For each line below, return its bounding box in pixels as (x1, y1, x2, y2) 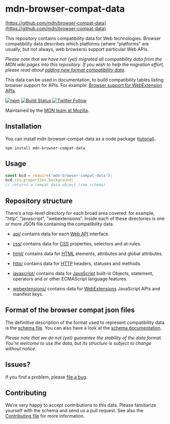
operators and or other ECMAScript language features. (12, 276, 128, 282)
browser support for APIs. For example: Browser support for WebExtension (5, 82, 162, 88)
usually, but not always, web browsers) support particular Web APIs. (5, 46, 149, 52)
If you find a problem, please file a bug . (5, 373, 88, 380)
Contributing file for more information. (5, 413, 85, 419)
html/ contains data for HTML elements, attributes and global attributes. (12, 251, 163, 257)
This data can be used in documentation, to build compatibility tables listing (5, 77, 164, 83)
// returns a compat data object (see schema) (5, 182, 106, 188)
